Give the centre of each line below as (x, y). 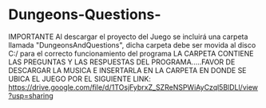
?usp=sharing (31, 95)
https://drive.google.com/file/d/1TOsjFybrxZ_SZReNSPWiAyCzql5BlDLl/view (133, 87)
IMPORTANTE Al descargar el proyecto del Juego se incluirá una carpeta (128, 37)
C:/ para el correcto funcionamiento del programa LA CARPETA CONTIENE (131, 53)
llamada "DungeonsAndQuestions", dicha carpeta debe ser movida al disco (132, 44)
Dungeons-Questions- (85, 15)
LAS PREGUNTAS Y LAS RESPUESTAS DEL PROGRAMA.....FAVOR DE (122, 62)
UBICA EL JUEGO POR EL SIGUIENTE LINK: (80, 79)
